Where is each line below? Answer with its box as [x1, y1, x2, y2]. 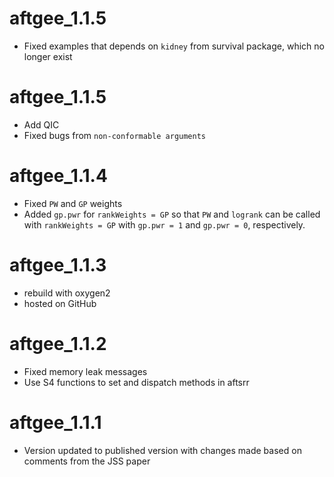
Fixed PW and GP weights [23, 197, 123, 209]
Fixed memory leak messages [23, 365, 148, 377]
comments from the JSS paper [23, 455, 151, 467]
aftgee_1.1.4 [9, 165, 108, 187]
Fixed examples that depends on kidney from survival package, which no [23, 40, 325, 52]
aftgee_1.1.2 [9, 332, 107, 355]
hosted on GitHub [23, 297, 97, 309]
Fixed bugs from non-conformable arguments [23, 129, 207, 141]
